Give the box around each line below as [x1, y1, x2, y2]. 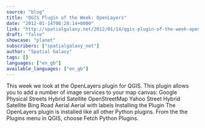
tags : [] [6, 54, 29, 60]
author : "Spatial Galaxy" [6, 49, 72, 55]
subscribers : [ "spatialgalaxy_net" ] [6, 43, 99, 49]
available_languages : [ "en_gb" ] [6, 65, 88, 72]
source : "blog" [6, 9, 45, 15]
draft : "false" [6, 32, 45, 38]
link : [6, 26, 20, 32]
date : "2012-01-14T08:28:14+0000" [6, 20, 95, 26]
